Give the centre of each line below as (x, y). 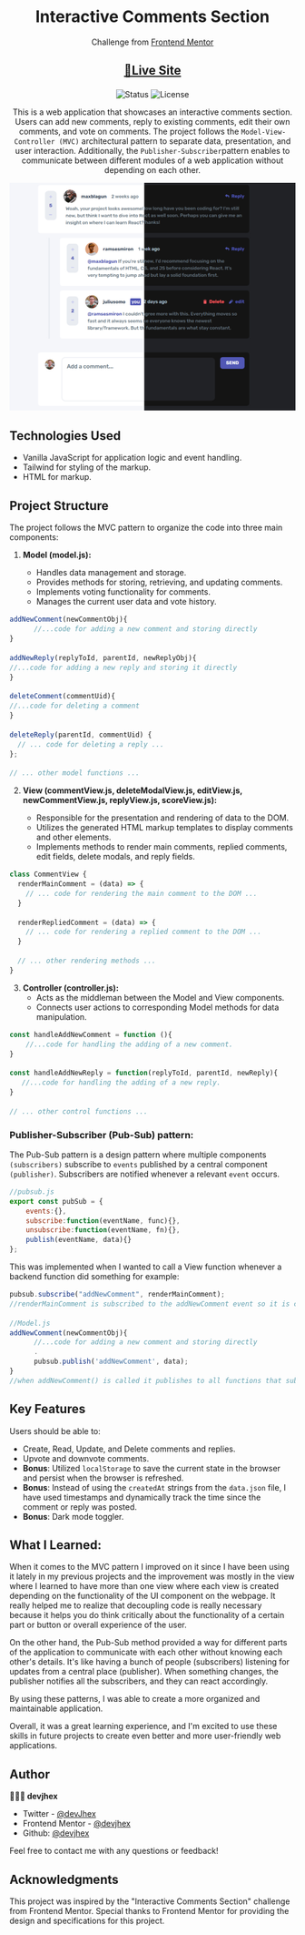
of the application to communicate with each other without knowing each (146, 1652)
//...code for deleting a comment (75, 706)
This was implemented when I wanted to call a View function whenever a (146, 1267)
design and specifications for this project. (87, 1921)
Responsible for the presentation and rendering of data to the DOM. (162, 818)
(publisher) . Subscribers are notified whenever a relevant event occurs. (144, 1174)
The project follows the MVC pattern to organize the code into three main (146, 528)
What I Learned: (55, 1545)
